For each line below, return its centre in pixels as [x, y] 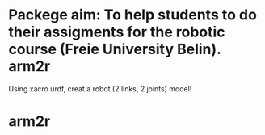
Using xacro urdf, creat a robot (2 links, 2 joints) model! [100, 89]
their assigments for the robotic [117, 32]
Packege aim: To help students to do [132, 15]
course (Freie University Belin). [115, 49]
